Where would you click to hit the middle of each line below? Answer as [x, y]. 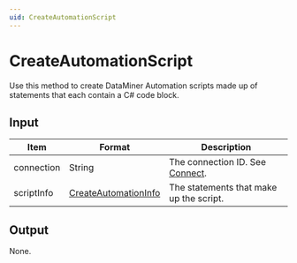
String [82, 168]
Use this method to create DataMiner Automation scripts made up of [133, 86]
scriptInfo [34, 193]
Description [226, 147]
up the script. [197, 199]
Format [115, 147]
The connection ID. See [218, 162]
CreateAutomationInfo [115, 193]
